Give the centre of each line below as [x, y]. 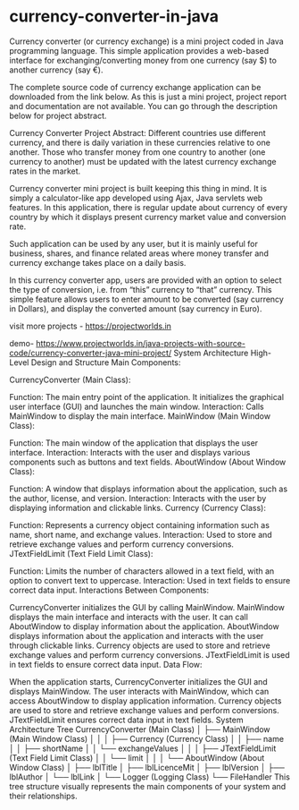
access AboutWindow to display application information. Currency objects [145, 701]
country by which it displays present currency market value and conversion [148, 217]
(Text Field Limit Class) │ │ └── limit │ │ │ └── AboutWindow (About [137, 757]
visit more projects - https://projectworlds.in [91, 326]
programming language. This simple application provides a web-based [139, 50]
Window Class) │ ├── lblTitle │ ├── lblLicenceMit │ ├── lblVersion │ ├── [147, 767]
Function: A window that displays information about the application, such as [149, 489]
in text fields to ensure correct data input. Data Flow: [106, 664]
